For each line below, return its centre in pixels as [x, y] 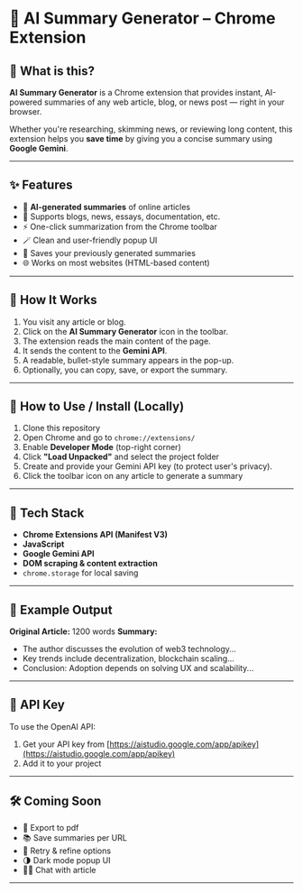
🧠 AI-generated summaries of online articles [106, 207]
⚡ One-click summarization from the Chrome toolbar [120, 226]
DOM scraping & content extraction [90, 564]
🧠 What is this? [52, 71]
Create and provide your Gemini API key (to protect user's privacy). [147, 466]
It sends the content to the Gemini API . [95, 350]
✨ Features [41, 185]
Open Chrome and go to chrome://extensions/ [109, 437]
